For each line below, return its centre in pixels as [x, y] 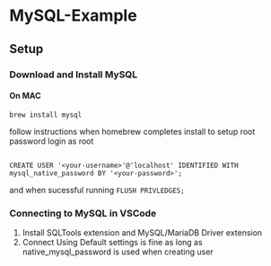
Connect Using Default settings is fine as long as [113, 242]
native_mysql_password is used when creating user [118, 252]
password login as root [52, 141]
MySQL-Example [73, 16]
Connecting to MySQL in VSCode [83, 213]
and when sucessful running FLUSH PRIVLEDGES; [97, 190]
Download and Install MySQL [74, 75]
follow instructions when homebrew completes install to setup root [132, 131]
